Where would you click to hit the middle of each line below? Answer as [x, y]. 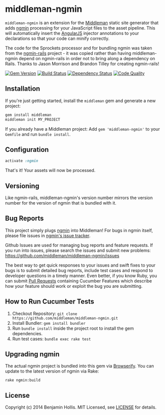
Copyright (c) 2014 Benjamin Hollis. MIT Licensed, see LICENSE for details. [81, 407]
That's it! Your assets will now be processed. [50, 171]
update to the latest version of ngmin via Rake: [52, 371]
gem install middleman [28, 115]
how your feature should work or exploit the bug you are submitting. [74, 286]
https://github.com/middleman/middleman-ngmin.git [65, 318]
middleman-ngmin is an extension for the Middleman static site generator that [82, 23]
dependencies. [27, 333]
